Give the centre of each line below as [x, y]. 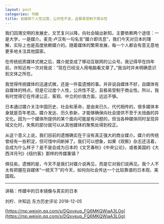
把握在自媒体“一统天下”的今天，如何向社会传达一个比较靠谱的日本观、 [84, 170]
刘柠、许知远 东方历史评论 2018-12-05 [43, 201]
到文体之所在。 [20, 74]
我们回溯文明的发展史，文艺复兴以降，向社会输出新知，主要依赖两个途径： [80, 33]
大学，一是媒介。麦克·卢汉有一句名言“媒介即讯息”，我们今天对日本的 [78, 39]
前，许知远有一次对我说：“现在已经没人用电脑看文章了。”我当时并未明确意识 [81, 68]
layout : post [18, 9]
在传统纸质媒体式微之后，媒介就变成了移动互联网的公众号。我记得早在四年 [80, 62]
